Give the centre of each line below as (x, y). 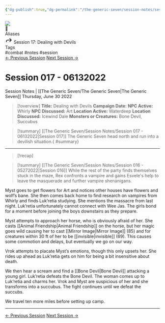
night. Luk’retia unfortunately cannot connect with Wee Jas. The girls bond (81, 206)
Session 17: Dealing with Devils (45, 42)
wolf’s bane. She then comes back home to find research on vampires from (81, 195)
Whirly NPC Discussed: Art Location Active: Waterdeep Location (84, 111)
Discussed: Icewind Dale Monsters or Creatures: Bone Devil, (80, 116)
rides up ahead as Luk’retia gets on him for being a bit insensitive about (77, 256)
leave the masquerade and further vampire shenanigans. (74, 181)
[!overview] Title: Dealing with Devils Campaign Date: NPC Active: (85, 106)
